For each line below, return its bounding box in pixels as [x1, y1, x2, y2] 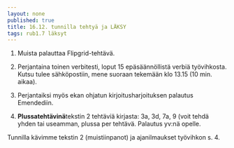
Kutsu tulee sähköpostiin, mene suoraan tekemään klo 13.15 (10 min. [17, 70, 212, 79]
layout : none [7, 10, 45, 18]
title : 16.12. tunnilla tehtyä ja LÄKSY [7, 23, 127, 30]
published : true [7, 17, 54, 24]
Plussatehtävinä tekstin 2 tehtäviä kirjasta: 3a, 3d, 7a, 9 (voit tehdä [17, 112, 210, 121]
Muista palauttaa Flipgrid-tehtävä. [17, 49, 115, 58]
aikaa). [17, 78, 37, 86]
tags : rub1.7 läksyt [7, 29, 68, 37]
